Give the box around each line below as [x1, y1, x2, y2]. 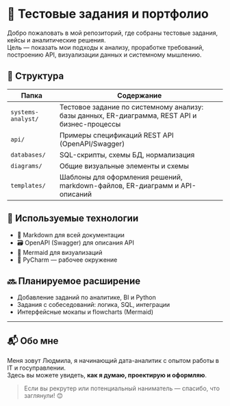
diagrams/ [10, 162, 42, 170]
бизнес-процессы [59, 119, 121, 128]
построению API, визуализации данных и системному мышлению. [7, 51, 202, 59]
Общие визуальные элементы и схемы [59, 161, 190, 170]
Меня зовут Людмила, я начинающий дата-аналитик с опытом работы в [7, 357, 220, 365]
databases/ [10, 150, 46, 159]
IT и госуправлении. [7, 364, 66, 372]
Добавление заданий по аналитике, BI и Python [16, 293, 156, 301]
